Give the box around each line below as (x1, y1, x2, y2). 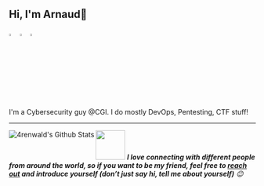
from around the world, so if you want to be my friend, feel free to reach (9, 160, 248, 170)
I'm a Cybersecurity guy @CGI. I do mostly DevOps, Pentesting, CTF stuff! (9, 107, 249, 116)
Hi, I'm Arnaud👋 (9, 8, 88, 21)
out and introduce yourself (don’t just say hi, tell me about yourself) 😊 (9, 169, 244, 178)
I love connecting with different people (127, 152, 255, 162)
